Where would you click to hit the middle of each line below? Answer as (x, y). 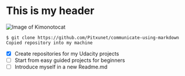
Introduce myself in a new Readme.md (61, 67)
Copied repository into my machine (49, 43)
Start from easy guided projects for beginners (70, 60)
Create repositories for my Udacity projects (67, 53)
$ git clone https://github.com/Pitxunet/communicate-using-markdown (93, 37)
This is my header (50, 11)
